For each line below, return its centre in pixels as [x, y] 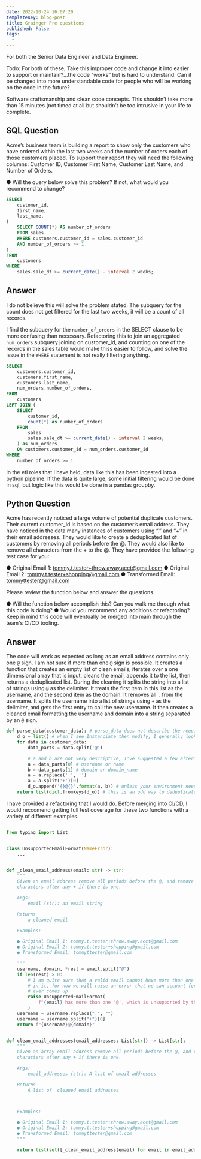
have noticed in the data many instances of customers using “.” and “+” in [97, 531]
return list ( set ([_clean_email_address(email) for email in [93, 1150]
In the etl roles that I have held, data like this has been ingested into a [91, 472]
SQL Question [32, 130]
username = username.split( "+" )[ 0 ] [61, 1019]
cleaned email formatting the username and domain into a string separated [98, 714]
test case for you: [28, 556]
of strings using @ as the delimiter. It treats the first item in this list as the [95, 688]
